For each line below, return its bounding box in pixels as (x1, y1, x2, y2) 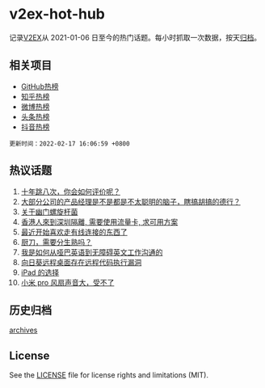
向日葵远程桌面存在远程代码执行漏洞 (20, 257, 142, 267)
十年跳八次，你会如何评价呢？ (20, 187, 120, 196)
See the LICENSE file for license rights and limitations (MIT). (9, 370, 209, 380)
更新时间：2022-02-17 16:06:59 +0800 (9, 139, 130, 148)
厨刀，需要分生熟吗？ (20, 237, 92, 247)
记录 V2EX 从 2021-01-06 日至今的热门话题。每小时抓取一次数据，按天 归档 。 (9, 32, 262, 42)
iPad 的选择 (20, 268, 60, 277)
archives (9, 325, 38, 335)
